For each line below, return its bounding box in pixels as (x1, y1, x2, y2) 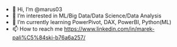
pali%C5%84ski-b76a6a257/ (12, 34, 85, 41)
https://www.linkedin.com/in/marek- (63, 25, 155, 33)
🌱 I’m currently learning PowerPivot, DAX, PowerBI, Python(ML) (12, 19, 172, 25)
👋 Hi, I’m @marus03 (12, 6, 63, 13)
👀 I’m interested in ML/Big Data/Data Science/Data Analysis (12, 12, 162, 19)
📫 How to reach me (12, 25, 63, 33)
